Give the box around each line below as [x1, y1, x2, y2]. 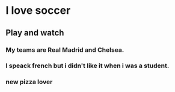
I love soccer [5, 4, 71, 17]
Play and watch [5, 28, 64, 38]
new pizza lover [5, 78, 53, 86]
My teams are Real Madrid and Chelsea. [5, 46, 124, 54]
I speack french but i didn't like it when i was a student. [5, 61, 170, 70]
